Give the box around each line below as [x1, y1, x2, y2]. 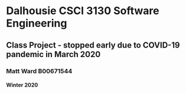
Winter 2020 [6, 81, 38, 89]
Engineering [6, 16, 67, 30]
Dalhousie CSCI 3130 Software [6, 4, 159, 18]
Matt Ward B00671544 [6, 67, 73, 75]
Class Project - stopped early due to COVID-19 [6, 40, 180, 50]
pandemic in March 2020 [6, 49, 101, 59]
